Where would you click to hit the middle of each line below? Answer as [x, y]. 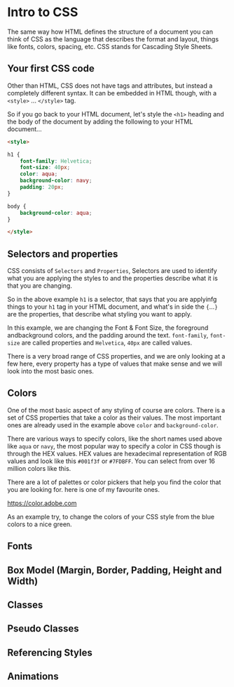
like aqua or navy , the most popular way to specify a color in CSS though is [114, 446]
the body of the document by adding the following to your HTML [100, 121]
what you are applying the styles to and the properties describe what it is [113, 279]
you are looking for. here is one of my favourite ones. [83, 489]
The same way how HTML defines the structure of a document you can [110, 32]
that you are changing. [40, 286]
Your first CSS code [51, 68]
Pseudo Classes [43, 629]
